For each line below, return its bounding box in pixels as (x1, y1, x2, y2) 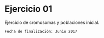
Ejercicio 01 (4, 3, 52, 15)
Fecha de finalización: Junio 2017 (4, 29, 78, 34)
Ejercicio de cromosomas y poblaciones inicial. (4, 19, 99, 25)
